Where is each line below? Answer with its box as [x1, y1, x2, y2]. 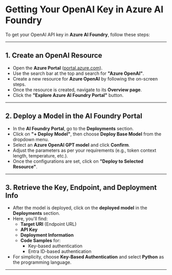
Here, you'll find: [12, 215, 48, 222]
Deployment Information [20, 232, 74, 238]
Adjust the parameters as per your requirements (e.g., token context [12, 147, 157, 153]
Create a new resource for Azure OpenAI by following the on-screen [12, 75, 158, 82]
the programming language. [12, 259, 72, 265]
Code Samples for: [20, 238, 61, 244]
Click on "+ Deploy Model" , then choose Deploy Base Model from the [12, 131, 162, 137]
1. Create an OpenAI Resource [5, 51, 102, 60]
